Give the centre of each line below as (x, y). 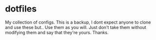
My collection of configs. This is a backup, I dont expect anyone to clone (78, 22)
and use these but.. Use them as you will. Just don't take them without (76, 27)
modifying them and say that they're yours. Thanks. (57, 32)
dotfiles (21, 9)
